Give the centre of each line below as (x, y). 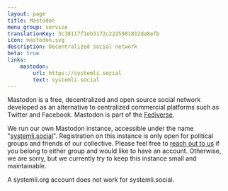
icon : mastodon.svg (36, 40)
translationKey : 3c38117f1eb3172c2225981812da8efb (84, 34)
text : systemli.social (66, 80)
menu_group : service (38, 27)
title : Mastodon (31, 21)
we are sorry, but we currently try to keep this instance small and (102, 158)
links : (17, 60)
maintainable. (27, 166)
